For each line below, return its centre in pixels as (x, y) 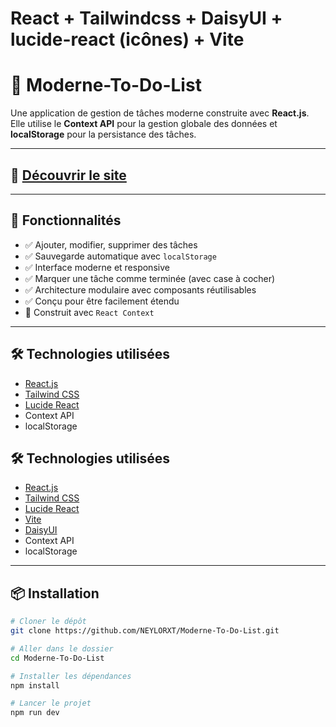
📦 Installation (55, 593)
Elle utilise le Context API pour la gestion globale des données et (144, 124)
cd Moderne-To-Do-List (57, 658)
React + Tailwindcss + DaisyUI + (146, 18)
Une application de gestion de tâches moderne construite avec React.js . (160, 113)
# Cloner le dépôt (48, 622)
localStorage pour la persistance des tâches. (103, 134)
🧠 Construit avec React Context (89, 312)
